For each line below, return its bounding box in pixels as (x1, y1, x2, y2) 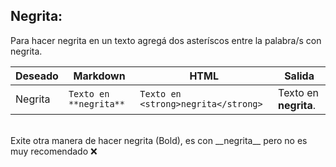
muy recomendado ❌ (10, 145, 98, 157)
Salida (284, 69, 315, 83)
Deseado (15, 69, 59, 83)
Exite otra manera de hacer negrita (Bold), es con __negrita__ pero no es (10, 134, 308, 146)
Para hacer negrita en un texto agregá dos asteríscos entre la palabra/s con (10, 34, 322, 46)
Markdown (73, 69, 126, 83)
